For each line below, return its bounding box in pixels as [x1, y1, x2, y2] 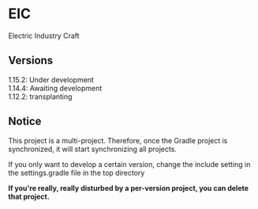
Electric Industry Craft [8, 31, 80, 40]
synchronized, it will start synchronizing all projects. [8, 144, 178, 154]
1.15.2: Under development [8, 74, 95, 84]
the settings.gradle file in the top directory [8, 168, 145, 177]
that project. [8, 192, 50, 201]
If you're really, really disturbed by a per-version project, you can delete [8, 183, 249, 192]
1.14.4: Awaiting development [8, 83, 103, 93]
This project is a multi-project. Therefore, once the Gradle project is [8, 135, 228, 145]
